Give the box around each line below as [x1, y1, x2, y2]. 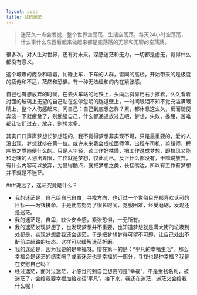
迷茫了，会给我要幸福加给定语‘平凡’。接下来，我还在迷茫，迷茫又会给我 [14, 274, 188, 282]
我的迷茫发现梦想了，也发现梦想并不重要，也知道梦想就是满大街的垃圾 [14, 223, 185, 230]
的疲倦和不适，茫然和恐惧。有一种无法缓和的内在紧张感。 [6, 78, 145, 85]
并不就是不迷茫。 [6, 169, 47, 176]
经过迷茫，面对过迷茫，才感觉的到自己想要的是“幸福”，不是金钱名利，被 [14, 267, 189, 274]
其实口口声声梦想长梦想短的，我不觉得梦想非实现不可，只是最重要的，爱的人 [6, 132, 191, 139]
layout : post [6, 8, 38, 15]
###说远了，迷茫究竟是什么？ [6, 182, 78, 189]
